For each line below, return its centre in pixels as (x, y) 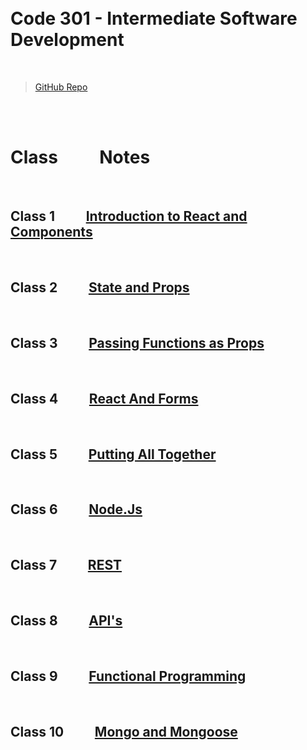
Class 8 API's (66, 620)
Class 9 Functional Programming (128, 676)
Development (67, 40)
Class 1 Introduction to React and (129, 216)
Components (51, 232)
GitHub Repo (61, 87)
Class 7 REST (66, 565)
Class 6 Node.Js (76, 509)
